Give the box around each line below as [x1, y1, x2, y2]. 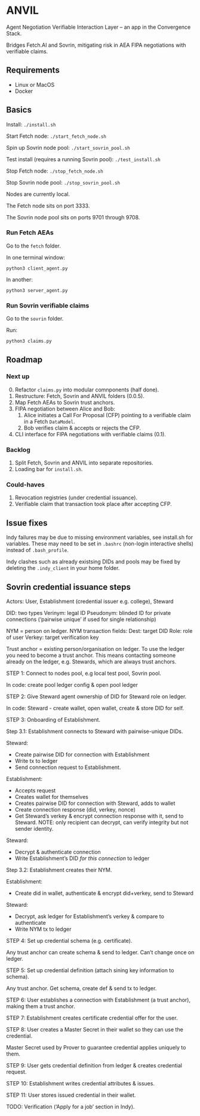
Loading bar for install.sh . [14, 466, 83, 473]
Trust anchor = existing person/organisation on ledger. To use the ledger [6, 646, 185, 653]
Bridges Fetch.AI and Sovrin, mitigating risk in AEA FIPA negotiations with [6, 41, 186, 49]
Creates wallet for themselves [14, 794, 88, 801]
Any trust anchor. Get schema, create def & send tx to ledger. [6, 985, 157, 992]
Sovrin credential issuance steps [6, 582, 131, 592]
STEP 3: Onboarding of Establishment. [6, 716, 100, 723]
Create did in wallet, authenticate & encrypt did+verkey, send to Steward [14, 889, 194, 897]
